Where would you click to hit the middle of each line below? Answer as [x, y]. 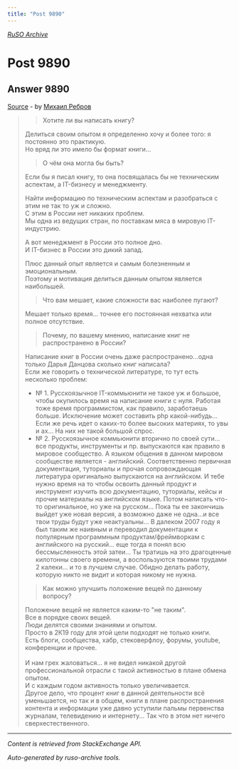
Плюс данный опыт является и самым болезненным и [107, 263]
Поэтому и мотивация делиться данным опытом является [113, 278]
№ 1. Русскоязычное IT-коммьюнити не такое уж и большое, [128, 393]
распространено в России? [84, 342]
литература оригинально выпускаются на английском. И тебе [130, 476]
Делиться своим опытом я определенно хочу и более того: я [118, 134]
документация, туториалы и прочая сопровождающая [118, 469]
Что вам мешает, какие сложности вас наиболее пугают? [130, 300]
